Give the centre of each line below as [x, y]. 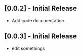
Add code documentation [38, 20]
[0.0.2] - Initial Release [41, 9]
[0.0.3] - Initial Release [41, 36]
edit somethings [28, 48]
